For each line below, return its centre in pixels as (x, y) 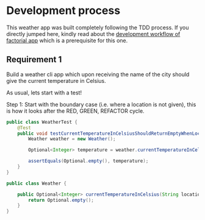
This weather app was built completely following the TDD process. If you (98, 27)
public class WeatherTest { (42, 122)
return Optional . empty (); (61, 200)
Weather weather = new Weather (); (72, 139)
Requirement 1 (34, 59)
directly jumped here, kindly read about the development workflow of (93, 34)
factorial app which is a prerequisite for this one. (67, 40)
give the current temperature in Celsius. (56, 80)
